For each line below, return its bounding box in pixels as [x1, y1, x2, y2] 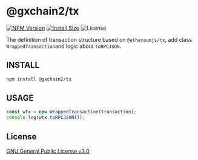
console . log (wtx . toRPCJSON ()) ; [6, 115, 85, 121]
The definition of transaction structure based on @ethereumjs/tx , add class [6, 36, 193, 43]
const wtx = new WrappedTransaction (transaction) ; [6, 109, 137, 115]
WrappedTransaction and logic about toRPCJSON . [6, 42, 122, 50]
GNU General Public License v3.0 [6, 147, 90, 155]
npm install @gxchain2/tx [6, 76, 71, 82]
